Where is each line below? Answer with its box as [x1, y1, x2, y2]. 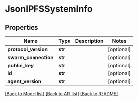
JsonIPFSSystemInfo [5, 3, 93, 15]
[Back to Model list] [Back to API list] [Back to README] [5, 91, 118, 97]
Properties [5, 23, 38, 32]
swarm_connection [7, 54, 54, 61]
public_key [7, 62, 34, 68]
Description [75, 38, 103, 44]
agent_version [7, 78, 42, 85]
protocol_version [7, 46, 48, 53]
